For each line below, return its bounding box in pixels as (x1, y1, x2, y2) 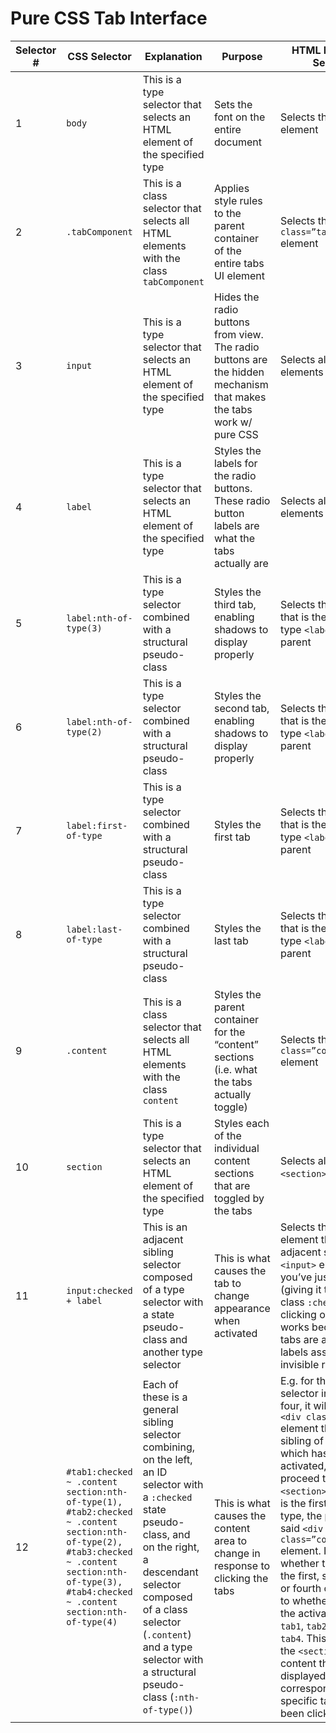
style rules (213, 193, 263, 207)
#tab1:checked (66, 1466, 133, 1477)
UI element (213, 268, 266, 282)
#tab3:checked (66, 1546, 133, 1557)
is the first (279, 1496, 328, 1510)
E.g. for (279, 1373, 315, 1387)
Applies (213, 181, 250, 195)
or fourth (279, 1581, 322, 1595)
